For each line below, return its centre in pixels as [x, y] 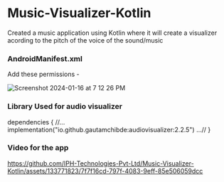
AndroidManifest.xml [45, 58]
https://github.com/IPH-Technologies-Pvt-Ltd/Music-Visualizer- [101, 163]
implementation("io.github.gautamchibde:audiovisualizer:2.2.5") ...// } [109, 129]
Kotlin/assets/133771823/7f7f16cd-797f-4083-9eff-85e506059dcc [105, 171]
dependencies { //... [36, 122]
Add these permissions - [43, 74]
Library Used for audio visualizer [65, 107]
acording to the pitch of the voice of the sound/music [85, 40]
